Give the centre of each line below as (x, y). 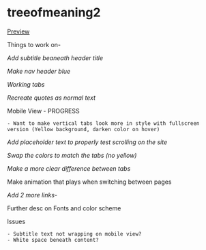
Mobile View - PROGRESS (43, 111)
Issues (16, 221)
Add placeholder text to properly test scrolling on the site (87, 142)
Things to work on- (34, 44)
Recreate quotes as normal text (51, 98)
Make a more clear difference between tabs (69, 168)
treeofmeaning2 (54, 13)
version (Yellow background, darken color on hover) (84, 129)
